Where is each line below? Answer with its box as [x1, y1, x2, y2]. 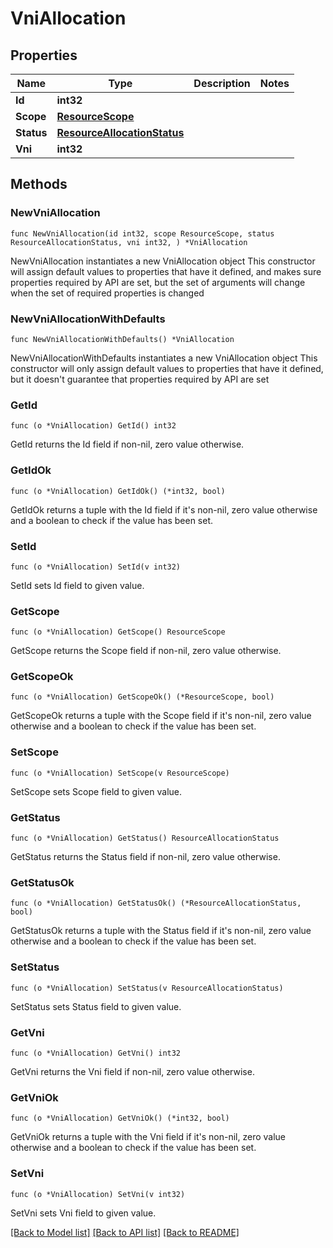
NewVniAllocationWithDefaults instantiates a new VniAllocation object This [10, 352, 318, 364]
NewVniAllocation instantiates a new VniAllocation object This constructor [10, 255, 316, 267]
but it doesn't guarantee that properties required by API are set [10, 373, 270, 385]
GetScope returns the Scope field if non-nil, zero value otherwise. [10, 645, 282, 657]
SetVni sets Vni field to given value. [10, 1207, 157, 1219]
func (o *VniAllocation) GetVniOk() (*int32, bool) [10, 1113, 230, 1124]
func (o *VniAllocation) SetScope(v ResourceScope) [10, 768, 230, 778]
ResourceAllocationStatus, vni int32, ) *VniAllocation [10, 237, 248, 247]
